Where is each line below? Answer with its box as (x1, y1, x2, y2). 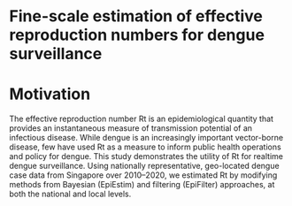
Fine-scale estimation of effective (9, 6, 264, 27)
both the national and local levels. (9, 188, 132, 200)
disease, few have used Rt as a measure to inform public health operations (9, 141, 281, 152)
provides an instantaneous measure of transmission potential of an (9, 123, 253, 134)
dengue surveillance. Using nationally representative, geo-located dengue (9, 161, 280, 172)
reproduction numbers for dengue (9, 25, 265, 45)
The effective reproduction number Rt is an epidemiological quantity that (9, 113, 274, 125)
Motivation (9, 84, 91, 104)
